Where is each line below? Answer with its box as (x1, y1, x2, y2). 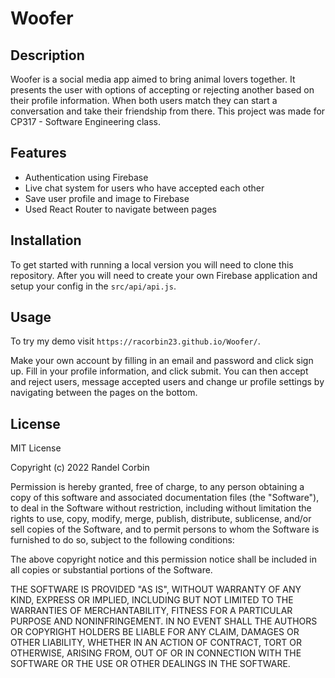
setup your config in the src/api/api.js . (10, 280, 177, 292)
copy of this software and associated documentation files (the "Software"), (10, 492, 320, 504)
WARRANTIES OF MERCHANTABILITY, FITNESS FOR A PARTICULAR (10, 605, 293, 617)
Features (10, 145, 67, 162)
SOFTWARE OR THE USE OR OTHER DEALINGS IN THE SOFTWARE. (10, 658, 291, 670)
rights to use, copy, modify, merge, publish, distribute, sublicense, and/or (10, 513, 312, 525)
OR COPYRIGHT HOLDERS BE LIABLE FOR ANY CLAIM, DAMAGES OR (10, 626, 300, 638)
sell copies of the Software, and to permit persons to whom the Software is (10, 523, 320, 536)
